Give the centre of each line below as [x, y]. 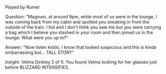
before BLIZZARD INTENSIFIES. [37, 67]
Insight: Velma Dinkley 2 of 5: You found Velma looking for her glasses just [81, 62]
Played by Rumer [23, 7]
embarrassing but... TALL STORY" [40, 52]
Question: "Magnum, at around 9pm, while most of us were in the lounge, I [81, 17]
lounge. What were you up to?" [37, 37]
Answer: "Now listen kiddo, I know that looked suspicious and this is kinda [81, 47]
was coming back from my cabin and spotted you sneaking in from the [77, 22]
